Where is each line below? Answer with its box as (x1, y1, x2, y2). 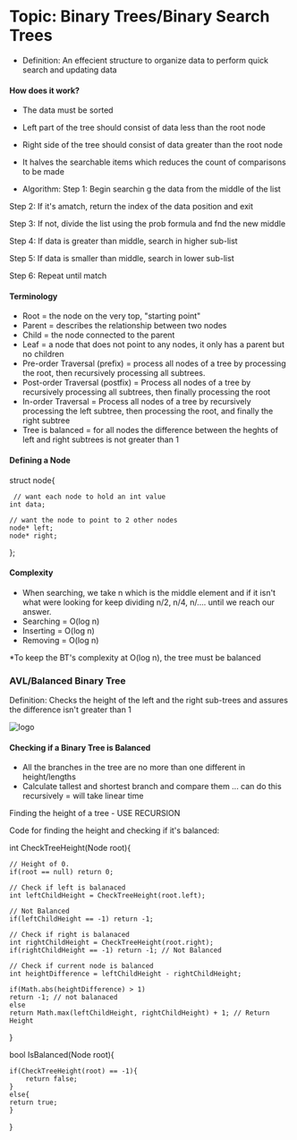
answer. (21, 606, 52, 617)
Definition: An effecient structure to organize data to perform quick (21, 55, 268, 65)
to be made (21, 166, 65, 177)
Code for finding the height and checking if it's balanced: (9, 825, 220, 836)
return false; (25, 1075, 78, 1084)
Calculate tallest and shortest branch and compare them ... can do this (21, 781, 282, 792)
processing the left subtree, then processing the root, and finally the (21, 405, 274, 417)
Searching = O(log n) (21, 616, 100, 626)
